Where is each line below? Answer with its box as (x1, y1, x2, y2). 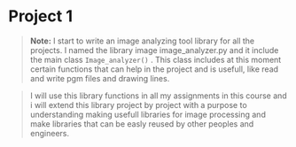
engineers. (29, 128, 70, 138)
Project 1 (8, 6, 73, 27)
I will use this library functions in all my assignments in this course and (29, 90, 287, 101)
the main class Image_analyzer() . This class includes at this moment (29, 54, 282, 65)
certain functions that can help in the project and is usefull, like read (29, 64, 279, 74)
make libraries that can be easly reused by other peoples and (29, 118, 254, 129)
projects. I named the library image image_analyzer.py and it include (29, 44, 279, 55)
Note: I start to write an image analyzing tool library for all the (29, 35, 255, 46)
